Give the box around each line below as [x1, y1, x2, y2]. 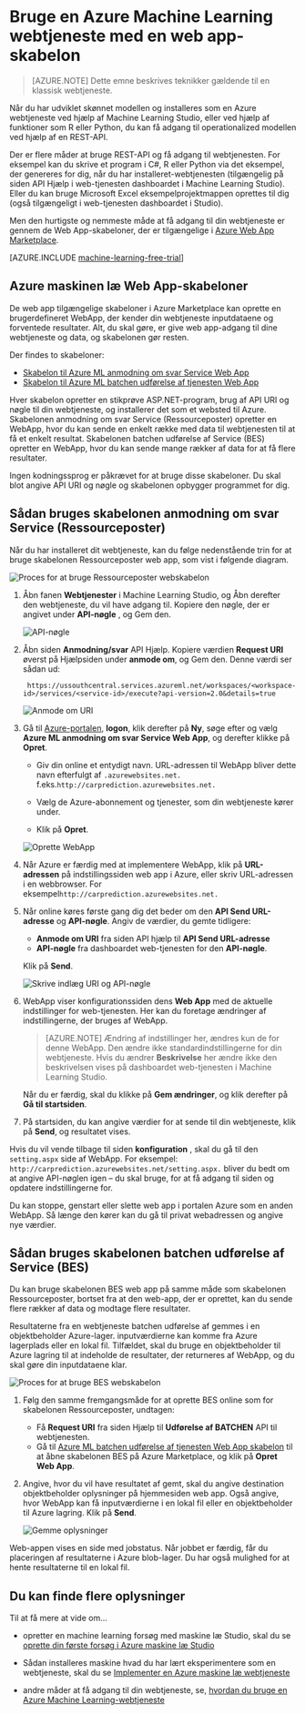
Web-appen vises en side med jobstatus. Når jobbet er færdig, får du [9, 1543, 269, 1554]
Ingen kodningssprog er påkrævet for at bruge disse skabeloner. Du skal [9, 470, 281, 481]
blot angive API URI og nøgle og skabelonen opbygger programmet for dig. [9, 480, 290, 491]
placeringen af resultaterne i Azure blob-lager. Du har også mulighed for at [9, 1552, 290, 1563]
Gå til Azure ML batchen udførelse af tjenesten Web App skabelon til [36, 1441, 293, 1453]
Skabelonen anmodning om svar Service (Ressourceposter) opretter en [9, 413, 278, 424]
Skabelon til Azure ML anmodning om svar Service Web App [22, 367, 249, 378]
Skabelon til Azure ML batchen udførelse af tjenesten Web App [22, 376, 259, 388]
